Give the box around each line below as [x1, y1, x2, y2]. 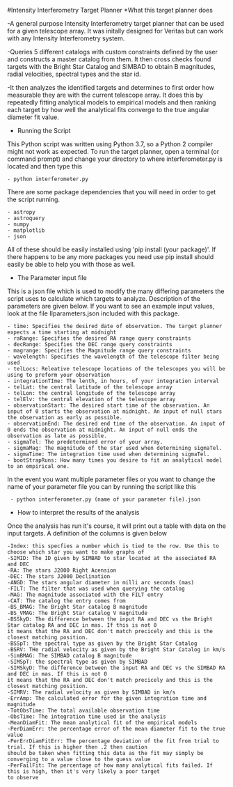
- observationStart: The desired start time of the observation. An [7, 402, 210, 409]
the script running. [7, 195, 61, 203]
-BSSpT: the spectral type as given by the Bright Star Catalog [7, 640, 198, 647]
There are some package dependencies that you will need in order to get [7, 188, 216, 196]
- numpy [7, 221, 30, 228]
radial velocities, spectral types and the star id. [7, 70, 141, 78]
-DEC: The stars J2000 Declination [7, 573, 111, 580]
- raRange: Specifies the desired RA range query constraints [7, 335, 191, 342]
